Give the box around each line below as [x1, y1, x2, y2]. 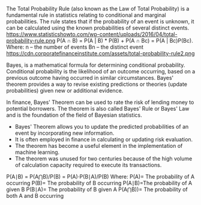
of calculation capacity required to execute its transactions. [14, 162, 162, 168]
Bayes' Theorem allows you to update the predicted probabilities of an [14, 123, 189, 130]
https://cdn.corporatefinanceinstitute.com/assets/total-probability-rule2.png [6, 50, 195, 57]
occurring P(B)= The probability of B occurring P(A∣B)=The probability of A [6, 180, 193, 186]
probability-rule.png [6, 37, 56, 44]
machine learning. [14, 148, 60, 156]
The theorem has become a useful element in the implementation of [14, 142, 183, 149]
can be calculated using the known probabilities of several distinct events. [6, 24, 190, 31]
